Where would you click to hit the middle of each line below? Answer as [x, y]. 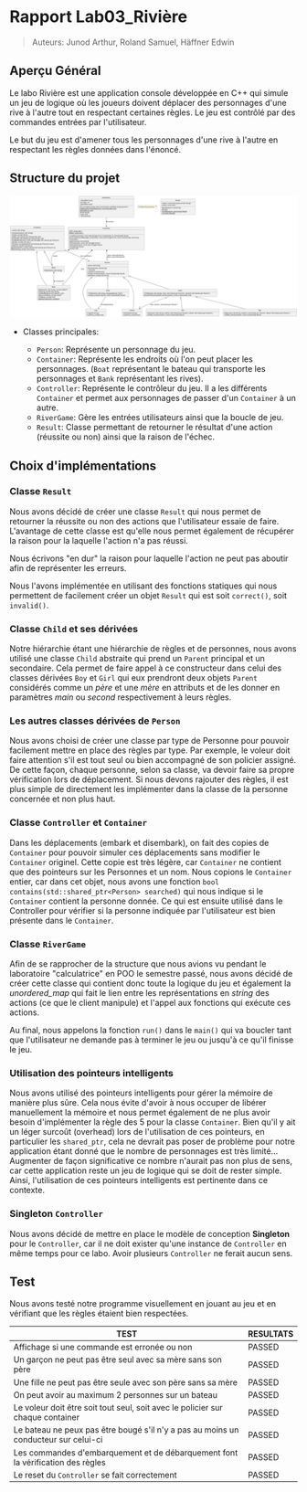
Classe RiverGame [48, 944]
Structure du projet [65, 179]
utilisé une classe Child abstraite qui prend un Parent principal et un [137, 659]
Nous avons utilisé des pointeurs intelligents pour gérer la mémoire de [141, 1093]
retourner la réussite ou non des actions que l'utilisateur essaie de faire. [144, 521]
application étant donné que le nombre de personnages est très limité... [144, 1151]
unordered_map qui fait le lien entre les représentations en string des [139, 993]
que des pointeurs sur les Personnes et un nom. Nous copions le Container [151, 872]
